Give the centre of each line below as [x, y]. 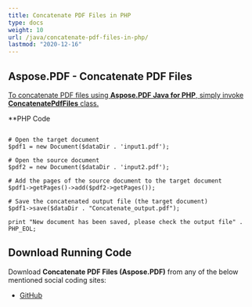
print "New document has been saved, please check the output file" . [126, 222]
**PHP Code [29, 118]
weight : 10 [26, 30]
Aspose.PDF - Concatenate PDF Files [100, 76]
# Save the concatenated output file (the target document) [108, 201]
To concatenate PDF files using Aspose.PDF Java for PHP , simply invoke [126, 95]
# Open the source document [54, 160]
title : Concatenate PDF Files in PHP [70, 15]
